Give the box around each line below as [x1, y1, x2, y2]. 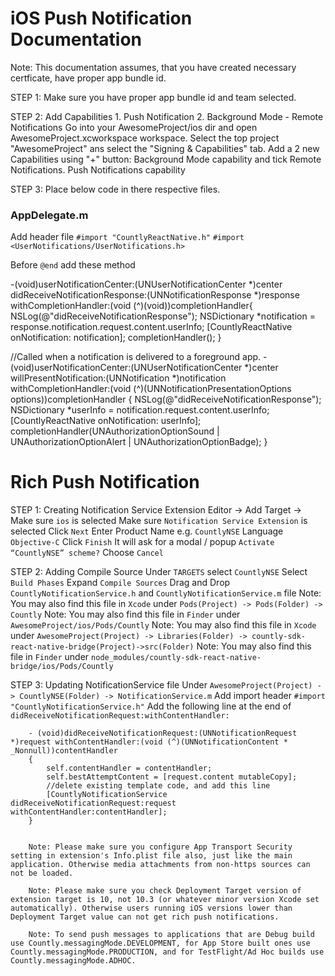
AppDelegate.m [10, 208, 89, 222]
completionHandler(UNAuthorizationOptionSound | [10, 425, 220, 437]
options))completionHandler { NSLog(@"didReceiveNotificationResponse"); [10, 393, 322, 406]
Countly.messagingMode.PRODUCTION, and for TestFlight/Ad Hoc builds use [10, 947, 325, 957]
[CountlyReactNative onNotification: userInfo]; [10, 415, 202, 427]
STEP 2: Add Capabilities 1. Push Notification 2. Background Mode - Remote [10, 110, 324, 122]
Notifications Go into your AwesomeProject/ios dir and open [10, 121, 258, 133]
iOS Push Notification [10, 7, 193, 30]
